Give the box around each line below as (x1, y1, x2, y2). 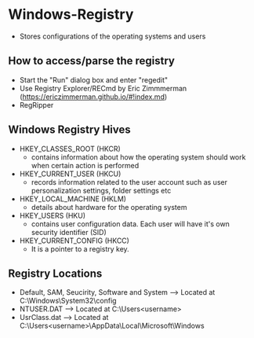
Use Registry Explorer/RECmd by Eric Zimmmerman (19, 83, 187, 93)
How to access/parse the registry (8, 54, 175, 68)
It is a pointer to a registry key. (31, 244, 129, 253)
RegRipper (19, 100, 54, 109)
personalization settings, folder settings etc (31, 186, 172, 195)
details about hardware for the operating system (31, 202, 187, 211)
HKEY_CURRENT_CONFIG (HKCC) (19, 236, 129, 245)
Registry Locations (8, 266, 103, 280)
